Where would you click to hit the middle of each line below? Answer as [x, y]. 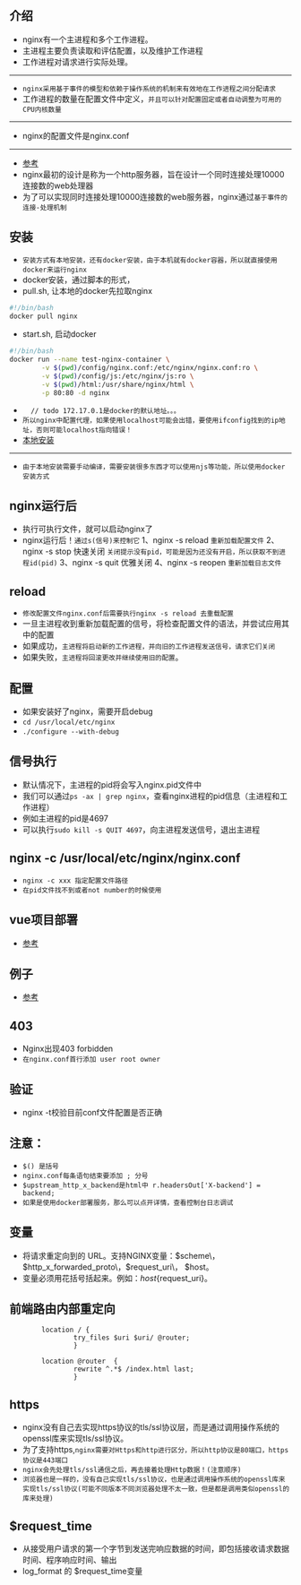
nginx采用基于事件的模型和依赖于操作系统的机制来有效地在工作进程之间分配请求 [149, 89]
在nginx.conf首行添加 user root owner [91, 1060]
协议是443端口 [45, 1460]
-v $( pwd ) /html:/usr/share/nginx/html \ [118, 384]
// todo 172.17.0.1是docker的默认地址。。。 [106, 410]
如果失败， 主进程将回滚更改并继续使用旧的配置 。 [103, 658]
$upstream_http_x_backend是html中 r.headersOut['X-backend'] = [142, 1185]
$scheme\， [197, 1255]
